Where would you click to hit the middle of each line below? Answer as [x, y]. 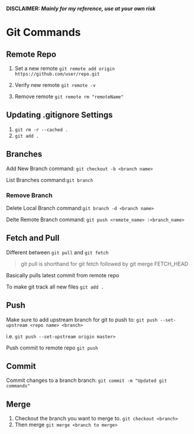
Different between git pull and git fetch [57, 252]
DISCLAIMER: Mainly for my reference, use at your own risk [81, 9]
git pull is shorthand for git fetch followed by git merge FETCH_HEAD [104, 264]
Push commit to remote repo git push [52, 348]
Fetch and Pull [33, 238]
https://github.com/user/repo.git [57, 74]
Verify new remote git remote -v [55, 85]
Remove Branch [29, 195]
